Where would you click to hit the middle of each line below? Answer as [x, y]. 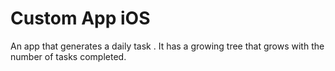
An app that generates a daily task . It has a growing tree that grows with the [167, 46]
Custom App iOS [80, 18]
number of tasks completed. [68, 56]
